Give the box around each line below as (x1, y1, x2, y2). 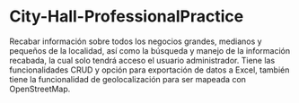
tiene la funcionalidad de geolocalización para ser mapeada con (9, 73, 247, 84)
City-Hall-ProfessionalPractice (9, 6, 244, 27)
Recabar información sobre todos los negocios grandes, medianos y (9, 36, 262, 47)
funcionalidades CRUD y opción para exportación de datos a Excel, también (9, 64, 290, 75)
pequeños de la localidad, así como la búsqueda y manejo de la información (9, 45, 290, 56)
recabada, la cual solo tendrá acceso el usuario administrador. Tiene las (9, 55, 276, 65)
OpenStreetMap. (9, 83, 71, 94)
